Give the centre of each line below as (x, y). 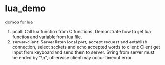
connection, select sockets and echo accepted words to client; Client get (86, 47)
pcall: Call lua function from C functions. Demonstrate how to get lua (82, 31)
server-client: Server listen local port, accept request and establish (80, 42)
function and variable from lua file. (47, 37)
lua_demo (25, 9)
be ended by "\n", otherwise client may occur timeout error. (72, 57)
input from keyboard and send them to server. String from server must (83, 52)
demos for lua (19, 22)
